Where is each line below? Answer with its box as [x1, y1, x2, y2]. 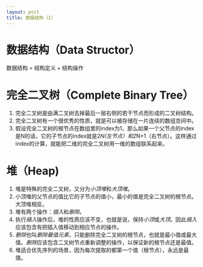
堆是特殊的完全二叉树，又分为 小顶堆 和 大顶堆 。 [15, 185, 133, 193]
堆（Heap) [6, 164, 59, 178]
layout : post [6, 9, 40, 15]
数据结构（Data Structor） [6, 43, 140, 57]
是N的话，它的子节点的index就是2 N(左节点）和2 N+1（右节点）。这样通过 [15, 132, 197, 140]
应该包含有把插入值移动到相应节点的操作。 [15, 224, 123, 231]
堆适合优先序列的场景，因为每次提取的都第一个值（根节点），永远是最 [15, 246, 189, 254]
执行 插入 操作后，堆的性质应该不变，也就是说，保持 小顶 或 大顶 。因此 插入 [15, 216, 197, 224]
